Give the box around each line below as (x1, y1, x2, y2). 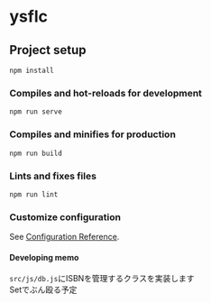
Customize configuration (9, 210, 122, 223)
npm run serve (9, 107, 63, 116)
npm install (9, 66, 54, 75)
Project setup (9, 42, 87, 58)
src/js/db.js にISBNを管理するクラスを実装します (9, 273, 196, 284)
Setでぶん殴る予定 (9, 284, 78, 295)
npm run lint (9, 189, 59, 199)
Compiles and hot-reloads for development (9, 87, 203, 99)
